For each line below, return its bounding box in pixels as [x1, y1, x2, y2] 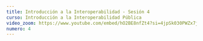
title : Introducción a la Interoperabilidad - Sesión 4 [6, 8, 150, 15]
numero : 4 [6, 25, 31, 32]
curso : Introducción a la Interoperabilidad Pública [6, 14, 142, 20]
